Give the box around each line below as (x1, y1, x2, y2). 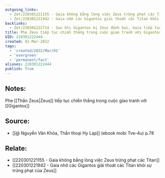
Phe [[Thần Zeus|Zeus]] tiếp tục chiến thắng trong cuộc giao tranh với (5, 98, 147, 103)
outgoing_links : (5, 7, 38, 12)
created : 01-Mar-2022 (5, 39, 50, 44)
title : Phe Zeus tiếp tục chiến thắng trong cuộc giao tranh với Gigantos (5, 30, 162, 35)
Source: (5, 117, 30, 126)
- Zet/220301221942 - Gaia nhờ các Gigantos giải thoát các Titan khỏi (9, 16, 160, 21)
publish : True (5, 67, 34, 72)
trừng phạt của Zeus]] (12, 168, 57, 174)
